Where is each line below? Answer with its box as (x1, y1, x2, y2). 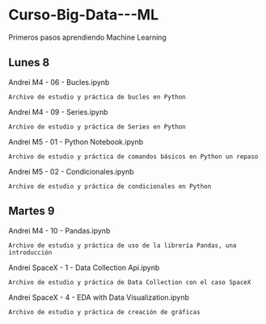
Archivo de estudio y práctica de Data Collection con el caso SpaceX (8, 278, 251, 286)
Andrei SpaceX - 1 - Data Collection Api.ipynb (8, 263, 160, 272)
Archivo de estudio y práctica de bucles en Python (8, 93, 186, 101)
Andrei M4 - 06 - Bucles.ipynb (8, 77, 110, 86)
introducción (8, 248, 53, 256)
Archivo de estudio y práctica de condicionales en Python (8, 182, 212, 191)
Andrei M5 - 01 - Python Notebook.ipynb (8, 137, 144, 146)
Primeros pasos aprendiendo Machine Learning (8, 32, 167, 42)
